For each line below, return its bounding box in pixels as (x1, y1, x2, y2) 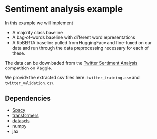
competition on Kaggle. (5, 65, 52, 71)
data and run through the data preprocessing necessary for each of (12, 45, 149, 51)
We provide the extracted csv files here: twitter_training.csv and (5, 74, 140, 80)
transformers (12, 112, 39, 118)
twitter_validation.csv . (5, 80, 55, 86)
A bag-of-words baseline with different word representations (12, 35, 136, 40)
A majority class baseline (12, 29, 63, 35)
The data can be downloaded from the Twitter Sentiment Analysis (5, 60, 138, 66)
